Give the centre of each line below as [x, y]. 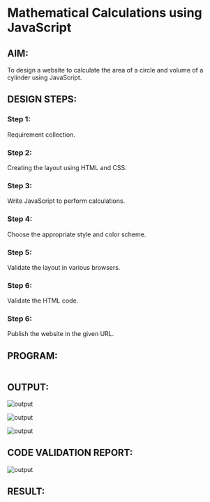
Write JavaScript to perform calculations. [66, 201]
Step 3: [20, 185]
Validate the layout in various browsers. [64, 267]
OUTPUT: [28, 387]
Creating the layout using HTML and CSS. [67, 167]
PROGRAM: [32, 356]
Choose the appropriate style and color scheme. [77, 234]
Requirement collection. [41, 135]
